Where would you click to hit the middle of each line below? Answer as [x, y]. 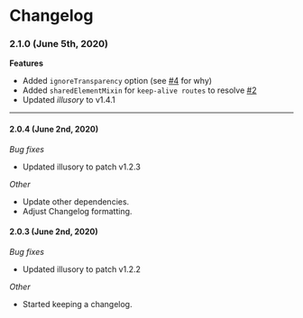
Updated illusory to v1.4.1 [69, 100]
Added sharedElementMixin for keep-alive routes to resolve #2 [139, 90]
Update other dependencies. [76, 201]
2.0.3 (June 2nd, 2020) [54, 232]
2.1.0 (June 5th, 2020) [59, 44]
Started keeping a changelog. [77, 304]
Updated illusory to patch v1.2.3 [82, 167]
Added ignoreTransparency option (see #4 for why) [117, 81]
